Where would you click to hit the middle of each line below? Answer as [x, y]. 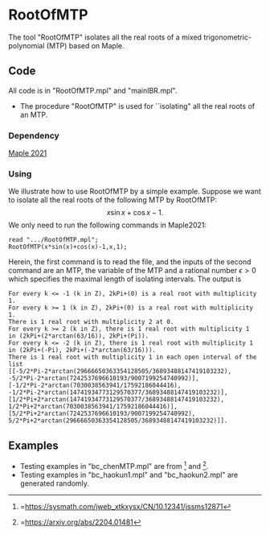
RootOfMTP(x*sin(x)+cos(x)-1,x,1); [68, 247]
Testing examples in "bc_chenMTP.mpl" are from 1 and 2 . [114, 465]
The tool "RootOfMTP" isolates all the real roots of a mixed [105, 37]
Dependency [34, 135]
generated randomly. [55, 483]
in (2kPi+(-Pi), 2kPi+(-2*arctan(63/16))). [82, 350]
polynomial [27, 45]
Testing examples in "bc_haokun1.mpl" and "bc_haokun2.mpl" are [129, 475]
